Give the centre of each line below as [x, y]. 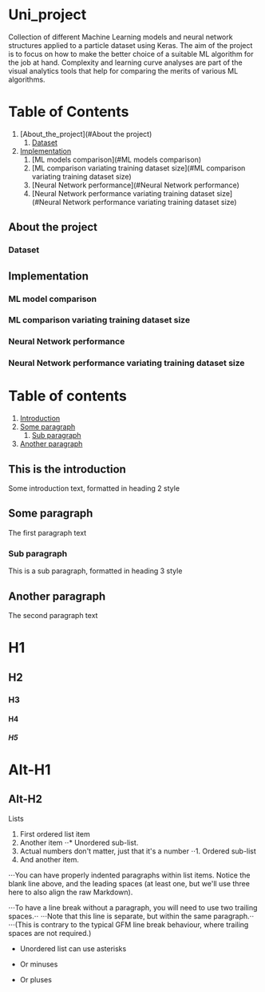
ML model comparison [53, 299]
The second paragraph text [53, 615]
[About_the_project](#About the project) [86, 134]
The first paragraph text [47, 532]
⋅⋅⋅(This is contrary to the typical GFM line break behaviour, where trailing [129, 924]
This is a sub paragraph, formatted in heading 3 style [95, 571]
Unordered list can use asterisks [73, 948]
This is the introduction [67, 469]
